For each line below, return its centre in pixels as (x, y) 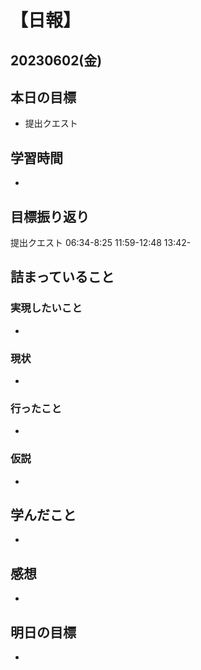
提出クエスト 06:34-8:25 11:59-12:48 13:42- (101, 243)
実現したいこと (46, 308)
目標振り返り (50, 216)
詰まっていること (62, 277)
